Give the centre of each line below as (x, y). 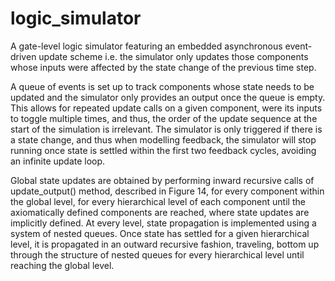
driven (23, 56)
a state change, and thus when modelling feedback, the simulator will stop (163, 139)
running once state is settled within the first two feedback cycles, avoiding (163, 150)
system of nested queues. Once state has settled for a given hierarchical (160, 233)
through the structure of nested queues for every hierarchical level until (157, 254)
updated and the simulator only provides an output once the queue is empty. (168, 97)
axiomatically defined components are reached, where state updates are (160, 212)
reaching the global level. (62, 265)
